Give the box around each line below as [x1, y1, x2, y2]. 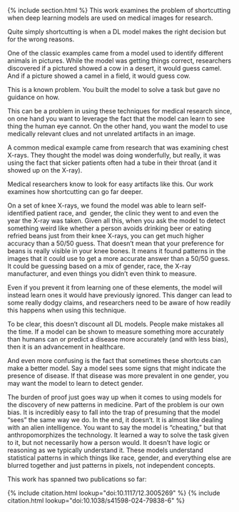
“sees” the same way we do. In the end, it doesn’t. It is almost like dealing [7, 416, 223, 424]
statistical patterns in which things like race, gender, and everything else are [7, 454, 232, 462]
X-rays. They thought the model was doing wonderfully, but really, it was [7, 151, 221, 159]
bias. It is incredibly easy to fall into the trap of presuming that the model [7, 408, 220, 416]
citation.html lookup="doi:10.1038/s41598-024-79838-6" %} [7, 496, 185, 505]
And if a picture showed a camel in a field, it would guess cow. [7, 71, 191, 80]
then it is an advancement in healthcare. [7, 342, 126, 351]
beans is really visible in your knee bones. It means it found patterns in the [7, 247, 226, 255]
